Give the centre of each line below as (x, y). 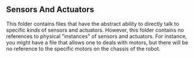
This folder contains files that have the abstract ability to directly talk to (93, 23)
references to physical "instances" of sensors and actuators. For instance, (97, 36)
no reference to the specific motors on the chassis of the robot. (83, 49)
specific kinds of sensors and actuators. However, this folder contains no (95, 30)
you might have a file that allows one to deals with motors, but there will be (97, 42)
